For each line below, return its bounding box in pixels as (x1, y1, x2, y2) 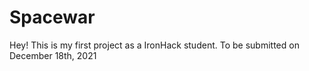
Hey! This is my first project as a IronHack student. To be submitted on (9, 39, 300, 51)
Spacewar (9, 6, 96, 29)
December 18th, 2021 (9, 49, 97, 61)
